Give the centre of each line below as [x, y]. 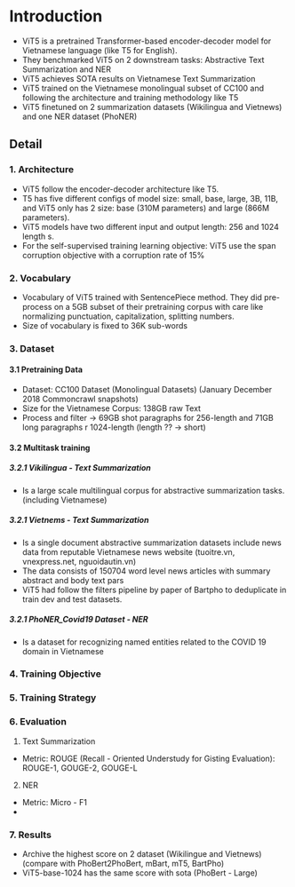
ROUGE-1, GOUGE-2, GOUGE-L [80, 768]
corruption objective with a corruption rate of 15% [113, 255]
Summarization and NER [67, 69]
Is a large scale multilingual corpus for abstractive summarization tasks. [153, 490]
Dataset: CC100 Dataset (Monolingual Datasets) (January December [147, 390]
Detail [26, 144]
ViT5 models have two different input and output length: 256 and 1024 [151, 226]
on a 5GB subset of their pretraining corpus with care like [159, 306]
